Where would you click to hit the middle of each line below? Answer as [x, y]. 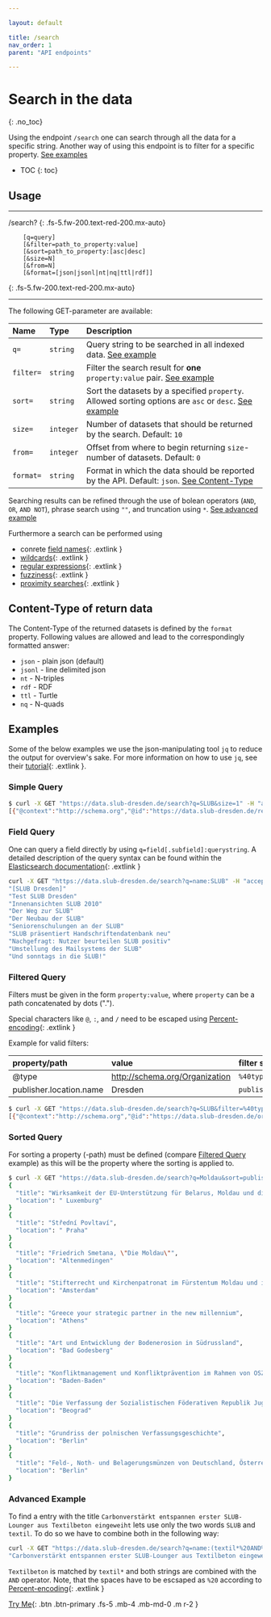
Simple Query [35, 786]
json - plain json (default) [62, 661]
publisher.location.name [58, 1089]
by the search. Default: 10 [134, 434]
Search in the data [71, 100]
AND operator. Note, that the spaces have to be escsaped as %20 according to [135, 1580]
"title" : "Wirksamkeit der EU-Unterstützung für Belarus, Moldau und [135, 1193]
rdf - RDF [36, 686]
